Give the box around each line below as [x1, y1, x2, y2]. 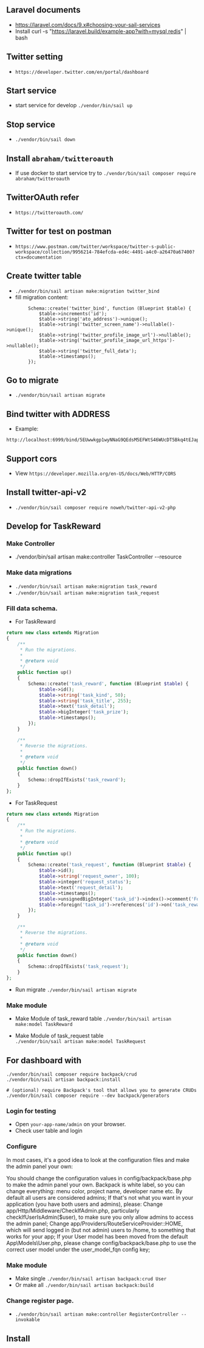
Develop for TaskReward [6, 521, 101, 532]
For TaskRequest [15, 799, 58, 807]
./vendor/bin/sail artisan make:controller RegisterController [15, 1311, 179, 1318]
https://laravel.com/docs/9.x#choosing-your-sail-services [15, 21, 161, 28]
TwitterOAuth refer [6, 192, 80, 203]
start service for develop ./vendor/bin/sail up [15, 102, 133, 109]
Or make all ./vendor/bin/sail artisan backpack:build [15, 1281, 154, 1288]
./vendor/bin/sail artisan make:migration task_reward [15, 583, 157, 590]
